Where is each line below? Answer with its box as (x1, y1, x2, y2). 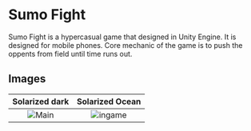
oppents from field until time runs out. (8, 49, 133, 58)
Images (8, 72, 46, 85)
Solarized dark (12, 96, 70, 107)
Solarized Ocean (77, 96, 141, 107)
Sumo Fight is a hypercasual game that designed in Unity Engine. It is (8, 32, 237, 42)
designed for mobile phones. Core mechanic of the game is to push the (8, 40, 243, 50)
